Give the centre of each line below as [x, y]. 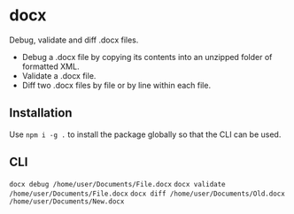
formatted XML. [50, 66]
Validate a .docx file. [59, 75]
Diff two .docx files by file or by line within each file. [116, 85]
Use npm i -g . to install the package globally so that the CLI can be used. [145, 134]
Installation [41, 113]
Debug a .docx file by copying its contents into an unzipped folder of [147, 57]
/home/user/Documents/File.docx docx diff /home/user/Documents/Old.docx [147, 194]
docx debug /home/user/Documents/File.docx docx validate [117, 184]
